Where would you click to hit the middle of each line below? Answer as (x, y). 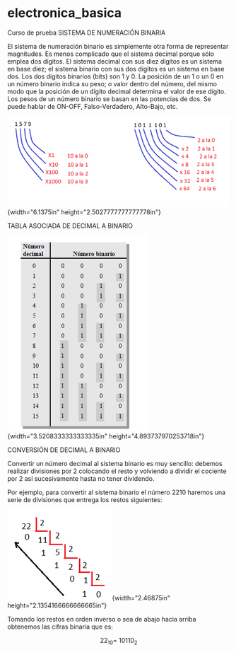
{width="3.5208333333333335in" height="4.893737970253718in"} (106, 436)
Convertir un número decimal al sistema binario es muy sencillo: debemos (115, 464)
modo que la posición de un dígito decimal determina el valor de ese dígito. (117, 91)
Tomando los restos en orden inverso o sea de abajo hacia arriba (102, 619)
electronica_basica (65, 13)
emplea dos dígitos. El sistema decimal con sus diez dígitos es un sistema (115, 61)
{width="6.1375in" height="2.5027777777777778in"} (84, 212)
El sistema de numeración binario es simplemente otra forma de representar (118, 46)
